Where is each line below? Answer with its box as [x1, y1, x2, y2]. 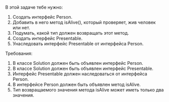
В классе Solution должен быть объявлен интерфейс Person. [12, 60, 144, 66]
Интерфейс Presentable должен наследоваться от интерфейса [12, 71, 147, 77]
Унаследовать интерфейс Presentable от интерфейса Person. [12, 41, 144, 47]
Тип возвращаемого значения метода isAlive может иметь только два [12, 87, 164, 92]
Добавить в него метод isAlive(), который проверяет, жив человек [12, 20, 156, 25]
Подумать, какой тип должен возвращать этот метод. [12, 30, 130, 36]
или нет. [12, 25, 30, 31]
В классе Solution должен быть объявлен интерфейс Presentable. [12, 65, 154, 71]
